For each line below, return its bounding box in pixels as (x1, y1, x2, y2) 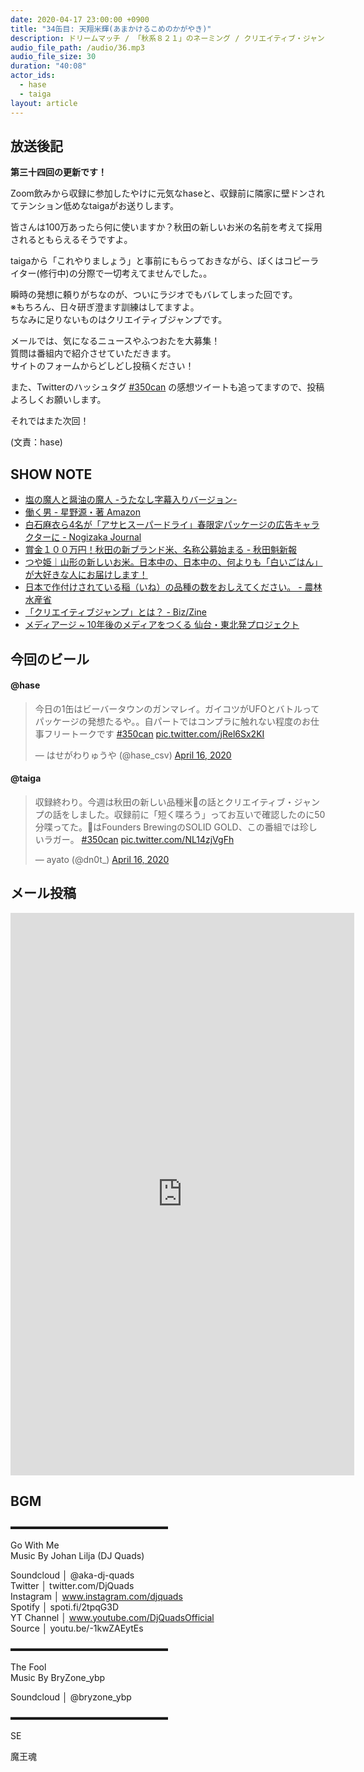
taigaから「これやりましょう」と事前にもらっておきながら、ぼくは (10, 255, 285, 267)
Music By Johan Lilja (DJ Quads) (10, 1549, 145, 1561)
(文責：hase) (10, 436, 63, 448)
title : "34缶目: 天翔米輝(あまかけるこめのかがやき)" (10, 24, 212, 34)
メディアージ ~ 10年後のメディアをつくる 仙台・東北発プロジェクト (24, 619, 300, 631)
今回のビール (10, 651, 90, 668)
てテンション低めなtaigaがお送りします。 (10, 200, 179, 212)
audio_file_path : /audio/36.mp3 (10, 42, 145, 53)
